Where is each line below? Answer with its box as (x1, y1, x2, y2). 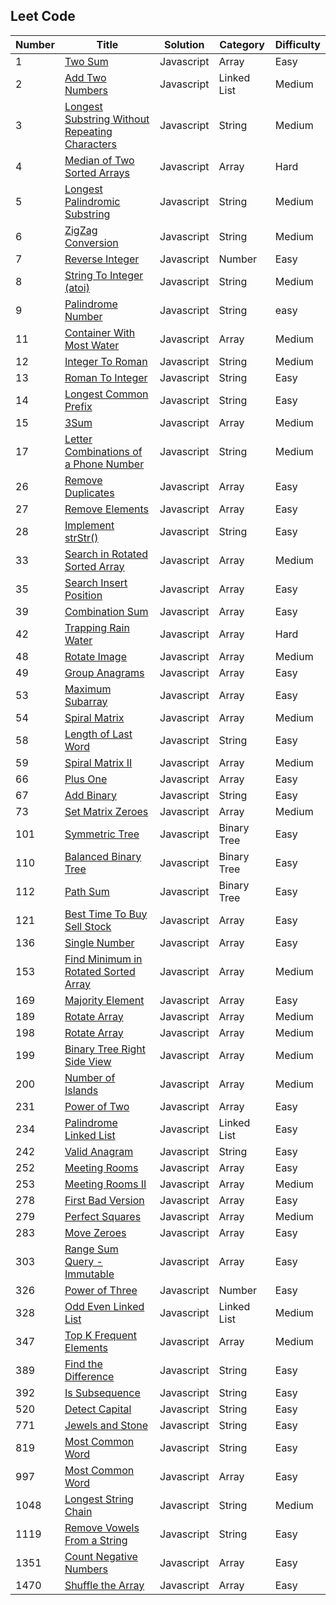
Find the (64, 1357, 103, 1371)
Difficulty (274, 37, 321, 51)
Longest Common (64, 387, 149, 401)
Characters (64, 137, 118, 151)
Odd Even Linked (64, 1299, 145, 1313)
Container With (64, 325, 136, 339)
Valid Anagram (64, 1144, 134, 1158)
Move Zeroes (64, 1225, 127, 1239)
